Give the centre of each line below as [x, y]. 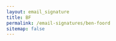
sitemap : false [26, 29]
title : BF [19, 17]
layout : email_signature [38, 12]
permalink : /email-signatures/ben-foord [59, 23]
